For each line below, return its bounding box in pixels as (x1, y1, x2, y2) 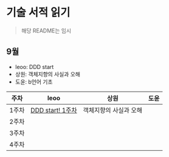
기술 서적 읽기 (6, 5, 71, 20)
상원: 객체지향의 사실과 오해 (15, 70, 81, 78)
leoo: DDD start (15, 63, 54, 70)
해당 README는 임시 (21, 27, 72, 34)
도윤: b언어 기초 (15, 78, 53, 86)
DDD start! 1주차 (30, 106, 77, 114)
